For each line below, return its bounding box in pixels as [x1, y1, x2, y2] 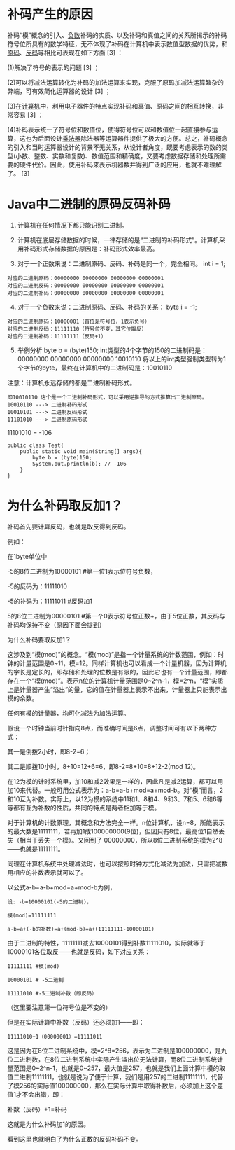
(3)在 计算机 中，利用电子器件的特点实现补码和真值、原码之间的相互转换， [7, 102, 218, 110]
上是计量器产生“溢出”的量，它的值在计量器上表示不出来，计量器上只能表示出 [7, 685, 227, 693]
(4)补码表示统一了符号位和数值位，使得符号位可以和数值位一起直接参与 [7, 125, 212, 134]
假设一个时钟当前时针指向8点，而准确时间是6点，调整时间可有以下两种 [7, 723, 211, 732]
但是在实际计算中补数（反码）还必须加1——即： [7, 1018, 145, 1026]
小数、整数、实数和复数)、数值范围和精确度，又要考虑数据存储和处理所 [15, 151, 220, 160]
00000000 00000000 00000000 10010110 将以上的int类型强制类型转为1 [17, 354, 226, 363]
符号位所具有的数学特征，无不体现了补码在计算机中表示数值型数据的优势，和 [7, 39, 228, 48]
